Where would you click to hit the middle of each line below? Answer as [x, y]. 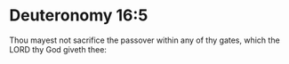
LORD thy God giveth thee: [58, 49]
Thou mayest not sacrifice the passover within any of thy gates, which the [144, 40]
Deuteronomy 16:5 [79, 16]
